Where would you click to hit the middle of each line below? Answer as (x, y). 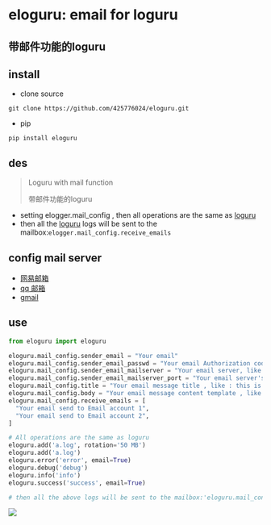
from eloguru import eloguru (57, 341)
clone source (42, 94)
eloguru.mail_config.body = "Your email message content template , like (135, 394)
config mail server (55, 258)
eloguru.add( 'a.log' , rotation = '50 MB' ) (77, 445)
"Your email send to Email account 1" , (83, 408)
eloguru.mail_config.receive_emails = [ (77, 401)
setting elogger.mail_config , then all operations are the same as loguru (138, 215)
